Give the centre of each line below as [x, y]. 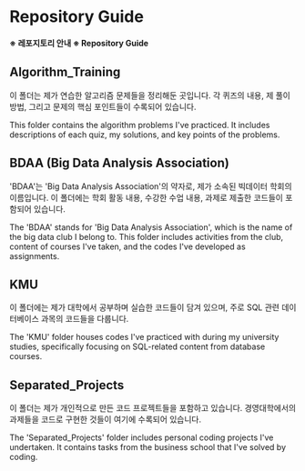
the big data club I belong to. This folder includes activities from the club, [147, 236]
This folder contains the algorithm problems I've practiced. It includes [140, 125]
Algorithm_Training [65, 72]
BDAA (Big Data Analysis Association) [119, 163]
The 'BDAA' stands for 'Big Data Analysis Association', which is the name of [151, 227]
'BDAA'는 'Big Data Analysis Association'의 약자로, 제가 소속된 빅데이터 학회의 [151, 186]
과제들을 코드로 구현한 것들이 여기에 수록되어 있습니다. [106, 419]
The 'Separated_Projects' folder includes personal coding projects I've [142, 437]
